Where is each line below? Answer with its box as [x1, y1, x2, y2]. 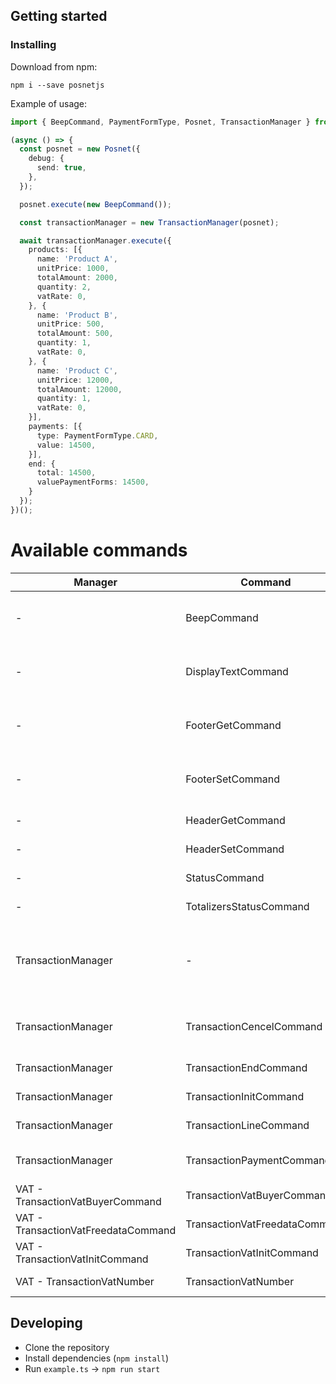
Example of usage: [10, 97, 88, 109]
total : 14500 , [36, 468, 97, 478]
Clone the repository [24, 1341, 110, 1353]
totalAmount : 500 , [36, 329, 114, 339]
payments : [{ [28, 422, 83, 432]
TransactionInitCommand [185, 1089, 305, 1103]
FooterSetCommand [185, 772, 281, 786]
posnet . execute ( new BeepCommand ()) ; [19, 199, 172, 209]
